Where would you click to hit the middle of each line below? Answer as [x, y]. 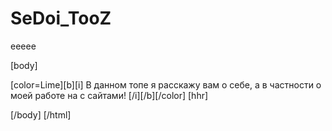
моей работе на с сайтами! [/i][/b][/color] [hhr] [109, 95]
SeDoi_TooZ [61, 18]
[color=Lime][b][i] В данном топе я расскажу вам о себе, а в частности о [166, 84]
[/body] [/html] [41, 114]
